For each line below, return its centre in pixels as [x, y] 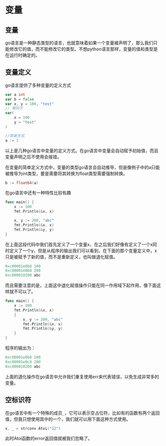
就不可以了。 [22, 292]
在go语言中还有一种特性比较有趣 [38, 193]
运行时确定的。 [24, 55]
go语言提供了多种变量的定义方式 [38, 85]
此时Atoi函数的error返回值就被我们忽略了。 [49, 439]
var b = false [20, 99]
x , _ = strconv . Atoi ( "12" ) [33, 428]
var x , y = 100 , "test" [30, 104]
